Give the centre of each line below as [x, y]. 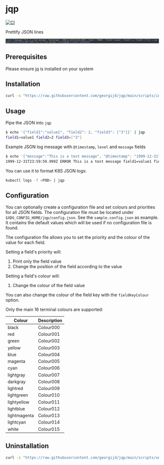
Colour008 [49, 382]
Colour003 [49, 348]
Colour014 [49, 422]
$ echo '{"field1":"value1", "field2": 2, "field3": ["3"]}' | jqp [75, 133]
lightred [15, 388]
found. [12, 228]
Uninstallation [27, 446]
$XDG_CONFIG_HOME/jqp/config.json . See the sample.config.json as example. [82, 217]
